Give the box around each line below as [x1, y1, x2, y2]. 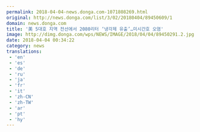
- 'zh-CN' [9, 94, 34, 100]
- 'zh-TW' [9, 99, 34, 105]
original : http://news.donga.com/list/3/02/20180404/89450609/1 [6, 15, 173, 21]
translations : [6, 49, 43, 55]
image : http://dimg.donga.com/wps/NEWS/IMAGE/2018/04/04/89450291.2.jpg [6, 32, 195, 38]
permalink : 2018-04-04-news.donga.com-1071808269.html [6, 9, 148, 15]
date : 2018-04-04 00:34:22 [6, 37, 75, 43]
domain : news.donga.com [6, 20, 67, 26]
